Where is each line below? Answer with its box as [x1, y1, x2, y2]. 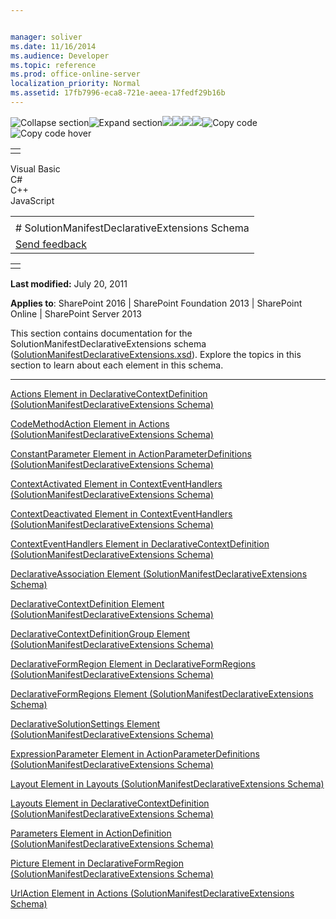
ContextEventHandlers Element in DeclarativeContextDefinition [10, 537, 270, 550]
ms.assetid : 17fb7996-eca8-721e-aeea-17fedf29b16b [10, 88, 226, 98]
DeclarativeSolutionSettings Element [10, 717, 161, 730]
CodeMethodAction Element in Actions [10, 417, 170, 430]
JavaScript [10, 194, 55, 206]
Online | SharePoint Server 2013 [10, 307, 142, 320]
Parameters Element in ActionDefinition [10, 827, 172, 839]
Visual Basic [10, 162, 61, 175]
